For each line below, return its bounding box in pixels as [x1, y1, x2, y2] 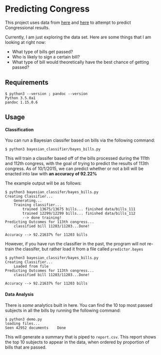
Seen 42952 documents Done [5, 325, 66, 330]
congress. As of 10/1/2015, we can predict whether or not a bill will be [5, 166, 144, 171]
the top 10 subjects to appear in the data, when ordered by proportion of [5, 339, 149, 345]
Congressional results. [5, 24, 50, 30]
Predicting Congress [5, 3, 90, 15]
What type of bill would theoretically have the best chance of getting [12, 59, 149, 65]
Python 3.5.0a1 [5, 95, 36, 100]
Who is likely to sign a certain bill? [12, 54, 80, 59]
